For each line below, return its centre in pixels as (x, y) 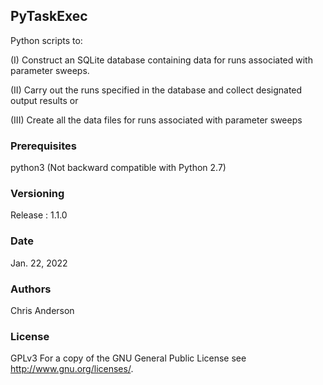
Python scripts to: (46, 40)
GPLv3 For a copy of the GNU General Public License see (128, 358)
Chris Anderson (42, 310)
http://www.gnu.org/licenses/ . (72, 369)
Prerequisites (43, 146)
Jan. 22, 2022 (39, 263)
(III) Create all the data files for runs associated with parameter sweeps (156, 120)
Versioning (37, 194)
